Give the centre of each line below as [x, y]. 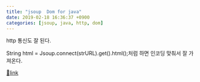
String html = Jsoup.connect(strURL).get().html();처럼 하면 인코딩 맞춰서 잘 [97, 53]
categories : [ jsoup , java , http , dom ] [55, 23]
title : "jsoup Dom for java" [44, 12]
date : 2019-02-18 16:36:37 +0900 [48, 17]
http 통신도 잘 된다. [29, 41]
